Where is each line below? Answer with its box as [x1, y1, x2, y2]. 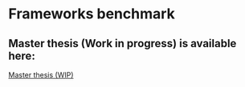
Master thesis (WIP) [8, 70, 74, 80]
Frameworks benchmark [8, 5, 175, 23]
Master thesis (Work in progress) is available [8, 37, 237, 50]
